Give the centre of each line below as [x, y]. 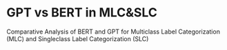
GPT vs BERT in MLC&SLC [82, 13]
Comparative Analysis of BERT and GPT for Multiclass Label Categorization [113, 32]
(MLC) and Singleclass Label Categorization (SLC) [78, 38]
